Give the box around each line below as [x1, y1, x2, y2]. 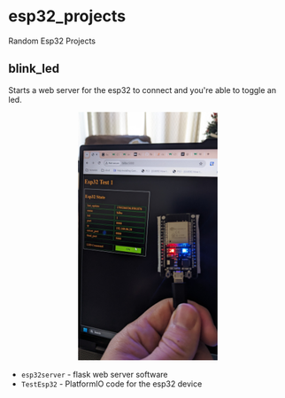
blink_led [8, 61, 60, 76]
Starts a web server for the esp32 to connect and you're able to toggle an [8, 84, 276, 95]
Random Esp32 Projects [8, 35, 96, 46]
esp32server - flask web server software [20, 369, 168, 379]
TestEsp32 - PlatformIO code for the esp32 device [20, 378, 203, 389]
